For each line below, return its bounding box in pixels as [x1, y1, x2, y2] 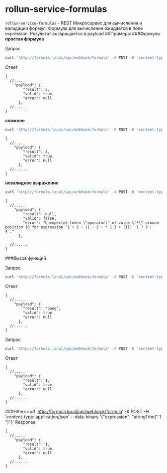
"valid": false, [23, 216, 57, 221]
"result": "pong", [23, 306, 61, 311]
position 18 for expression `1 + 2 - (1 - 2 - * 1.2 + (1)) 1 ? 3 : [5, 224, 153, 230]
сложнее [5, 117, 25, 123]
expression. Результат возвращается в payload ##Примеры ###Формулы [5, 30, 161, 36]
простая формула [5, 36, 44, 42]
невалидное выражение [5, 179, 59, 185]
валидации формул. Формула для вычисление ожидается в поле [5, 25, 143, 31]
